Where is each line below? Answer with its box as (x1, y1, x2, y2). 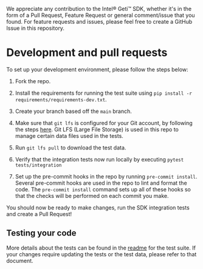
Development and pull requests (6, 46, 168, 60)
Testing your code (6, 228, 77, 239)
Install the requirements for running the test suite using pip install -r (15, 89, 193, 97)
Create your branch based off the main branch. (15, 107, 132, 115)
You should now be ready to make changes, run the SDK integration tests (6, 203, 190, 211)
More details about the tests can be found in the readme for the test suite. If (6, 244, 196, 251)
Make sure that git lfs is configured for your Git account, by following (15, 119, 193, 126)
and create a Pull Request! (6, 210, 72, 217)
